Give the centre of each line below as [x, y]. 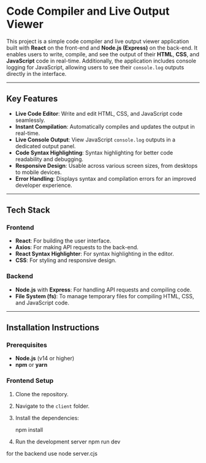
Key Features [32, 99]
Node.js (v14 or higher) [45, 358]
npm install [29, 429]
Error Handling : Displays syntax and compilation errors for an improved [105, 178]
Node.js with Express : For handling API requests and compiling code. [103, 290]
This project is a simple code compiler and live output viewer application [98, 41]
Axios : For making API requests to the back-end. [77, 247]
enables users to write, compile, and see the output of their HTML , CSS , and [103, 54]
